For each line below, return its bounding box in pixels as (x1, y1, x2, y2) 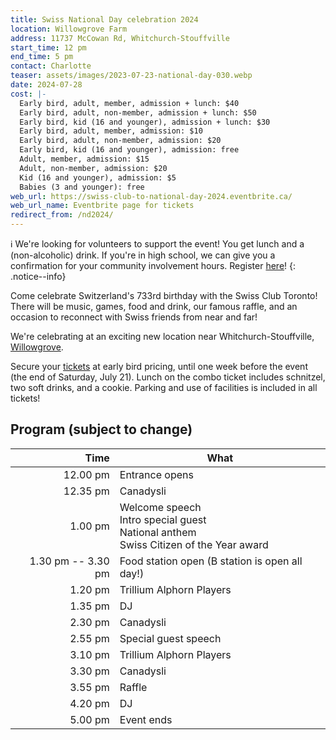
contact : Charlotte (10, 61, 92, 71)
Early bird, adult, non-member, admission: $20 (19, 136, 222, 146)
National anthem (119, 525, 197, 539)
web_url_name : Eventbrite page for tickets (10, 201, 195, 211)
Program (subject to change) (10, 421, 193, 438)
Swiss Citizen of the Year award (119, 537, 269, 551)
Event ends (119, 712, 173, 726)
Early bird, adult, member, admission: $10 (19, 126, 203, 136)
